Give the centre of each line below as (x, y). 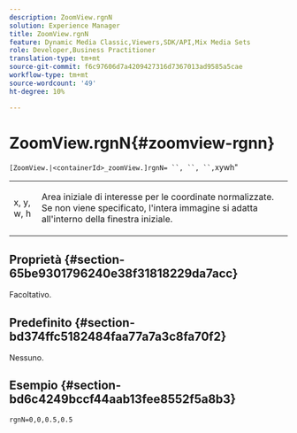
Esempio (34, 386)
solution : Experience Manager (65, 26)
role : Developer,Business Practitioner (83, 50)
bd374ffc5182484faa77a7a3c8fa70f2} (118, 336)
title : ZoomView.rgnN (49, 34)
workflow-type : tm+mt (49, 75)
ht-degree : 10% (37, 91)
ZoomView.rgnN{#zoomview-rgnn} (142, 143)
